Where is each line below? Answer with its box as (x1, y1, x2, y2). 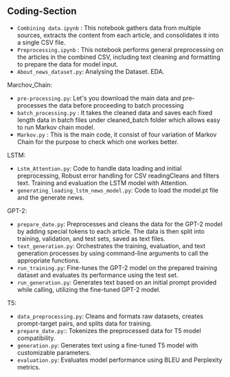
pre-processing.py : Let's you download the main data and (16, 94, 181, 102)
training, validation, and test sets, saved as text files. (16, 234, 166, 243)
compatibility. (16, 334, 56, 342)
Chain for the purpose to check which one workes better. (16, 137, 179, 146)
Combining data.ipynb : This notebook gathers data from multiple (16, 23, 201, 32)
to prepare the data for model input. (16, 60, 119, 68)
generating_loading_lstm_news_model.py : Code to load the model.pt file (16, 186, 218, 194)
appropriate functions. (16, 256, 80, 265)
